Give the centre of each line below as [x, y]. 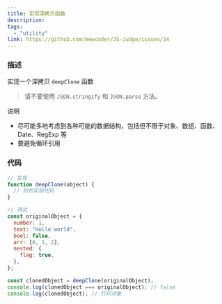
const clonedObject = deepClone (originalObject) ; [81, 280]
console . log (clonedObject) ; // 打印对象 [64, 294]
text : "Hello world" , [45, 229]
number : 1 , [29, 223]
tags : [15, 26]
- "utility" [31, 33]
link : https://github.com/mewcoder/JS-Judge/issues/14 [88, 40]
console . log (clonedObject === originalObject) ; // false [92, 287]
